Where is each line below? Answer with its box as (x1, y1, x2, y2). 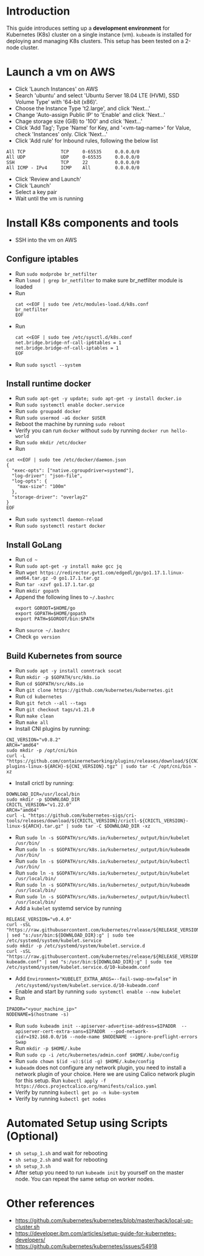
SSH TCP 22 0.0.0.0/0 (6, 159, 140, 166)
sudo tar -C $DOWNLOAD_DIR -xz (71, 823, 151, 829)
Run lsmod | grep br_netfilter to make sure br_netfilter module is (15, 276, 183, 284)
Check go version (15, 633, 61, 640)
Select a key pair (15, 188, 58, 195)
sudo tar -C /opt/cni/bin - (125, 764, 197, 770)
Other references (6, 1197, 95, 1210)
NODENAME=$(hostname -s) (6, 1011, 69, 1017)
